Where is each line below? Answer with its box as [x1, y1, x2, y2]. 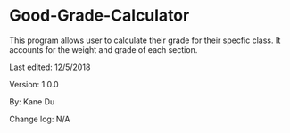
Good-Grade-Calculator [9, 5, 190, 26]
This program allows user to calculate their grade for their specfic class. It [9, 35, 281, 46]
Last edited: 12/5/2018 [9, 62, 91, 72]
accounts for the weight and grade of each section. [9, 44, 198, 54]
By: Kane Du [9, 96, 55, 107]
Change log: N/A [9, 113, 70, 124]
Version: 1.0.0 [9, 79, 60, 89]
